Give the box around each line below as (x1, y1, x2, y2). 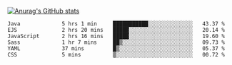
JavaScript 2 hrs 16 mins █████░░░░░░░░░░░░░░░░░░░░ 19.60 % (7, 32, 225, 40)
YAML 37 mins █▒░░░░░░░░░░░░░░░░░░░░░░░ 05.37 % (7, 45, 225, 52)
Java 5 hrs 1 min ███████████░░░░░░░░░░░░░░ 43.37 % (7, 20, 225, 28)
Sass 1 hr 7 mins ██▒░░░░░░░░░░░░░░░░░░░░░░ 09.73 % (7, 39, 225, 46)
